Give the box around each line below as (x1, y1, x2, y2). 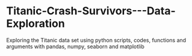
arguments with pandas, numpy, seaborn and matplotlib (6, 43, 144, 50)
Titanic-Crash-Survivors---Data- (6, 4, 176, 18)
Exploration (6, 17, 65, 30)
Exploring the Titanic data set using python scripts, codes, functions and (6, 36, 187, 43)
